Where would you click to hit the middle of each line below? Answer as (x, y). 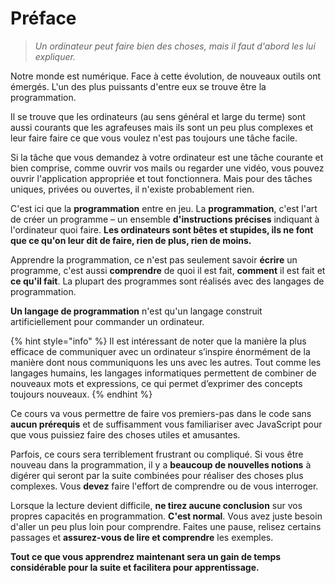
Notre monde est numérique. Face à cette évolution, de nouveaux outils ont (166, 76)
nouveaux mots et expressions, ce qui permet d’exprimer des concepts (156, 383)
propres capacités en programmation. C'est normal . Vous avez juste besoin (166, 516)
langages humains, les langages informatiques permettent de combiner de (163, 373)
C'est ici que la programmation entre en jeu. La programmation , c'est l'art (164, 208)
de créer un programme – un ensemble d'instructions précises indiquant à (165, 219)
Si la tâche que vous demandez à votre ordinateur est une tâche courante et (167, 157)
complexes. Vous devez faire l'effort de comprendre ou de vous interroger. (164, 486)
